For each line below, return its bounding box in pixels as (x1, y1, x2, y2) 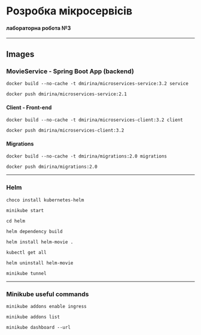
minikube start (6, 207, 44, 213)
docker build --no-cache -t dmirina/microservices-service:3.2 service (6, 81, 188, 87)
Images (6, 49, 35, 59)
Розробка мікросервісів (6, 4, 133, 18)
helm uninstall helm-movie (6, 259, 74, 266)
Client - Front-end (6, 104, 52, 111)
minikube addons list (6, 314, 60, 320)
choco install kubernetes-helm (6, 197, 84, 203)
